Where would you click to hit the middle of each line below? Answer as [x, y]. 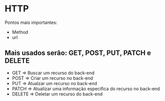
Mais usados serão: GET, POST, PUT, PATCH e [78, 53]
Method [20, 32]
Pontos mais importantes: [31, 22]
